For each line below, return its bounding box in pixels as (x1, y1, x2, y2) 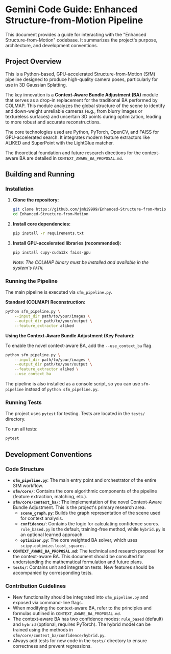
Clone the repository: (12, 197, 59, 203)
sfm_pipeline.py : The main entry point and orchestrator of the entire (12, 477, 157, 483)
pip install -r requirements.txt (12, 231, 84, 236)
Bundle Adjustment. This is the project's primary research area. (12, 504, 146, 510)
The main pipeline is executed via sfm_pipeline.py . (5, 289, 112, 295)
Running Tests (5, 399, 42, 406)
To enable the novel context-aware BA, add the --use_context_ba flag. (5, 342, 153, 349)
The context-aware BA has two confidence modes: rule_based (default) (12, 616, 163, 622)
